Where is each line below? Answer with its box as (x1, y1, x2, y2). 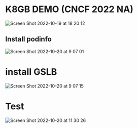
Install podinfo (5, 35, 52, 44)
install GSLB (5, 66, 57, 77)
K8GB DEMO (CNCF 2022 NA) (5, 4, 133, 15)
